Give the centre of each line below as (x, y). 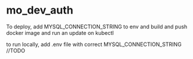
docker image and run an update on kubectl (60, 32)
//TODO (16, 50)
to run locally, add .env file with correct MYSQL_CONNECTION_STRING (94, 44)
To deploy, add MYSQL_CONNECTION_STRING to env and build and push (97, 27)
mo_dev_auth (40, 10)
